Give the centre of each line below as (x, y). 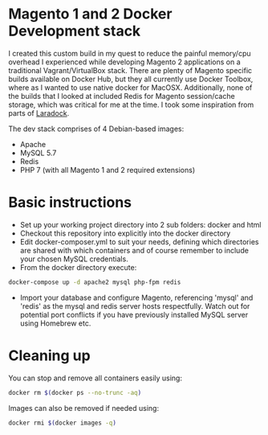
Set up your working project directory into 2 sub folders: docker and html (140, 224)
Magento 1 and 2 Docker (90, 14)
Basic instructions (70, 203)
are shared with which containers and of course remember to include (134, 250)
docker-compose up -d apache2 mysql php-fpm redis (95, 282)
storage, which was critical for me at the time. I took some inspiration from (131, 105)
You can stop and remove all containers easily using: (95, 378)
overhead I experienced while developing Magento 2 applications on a (124, 62)
